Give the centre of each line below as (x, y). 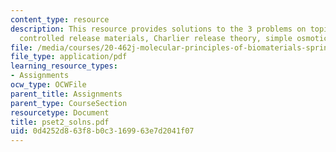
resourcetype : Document (60, 112)
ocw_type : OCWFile (48, 85)
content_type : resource (60, 19)
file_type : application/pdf (69, 57)
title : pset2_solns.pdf (60, 122)
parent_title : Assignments (66, 94)
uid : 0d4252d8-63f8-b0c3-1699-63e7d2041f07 (102, 131)
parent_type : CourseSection (69, 103)
